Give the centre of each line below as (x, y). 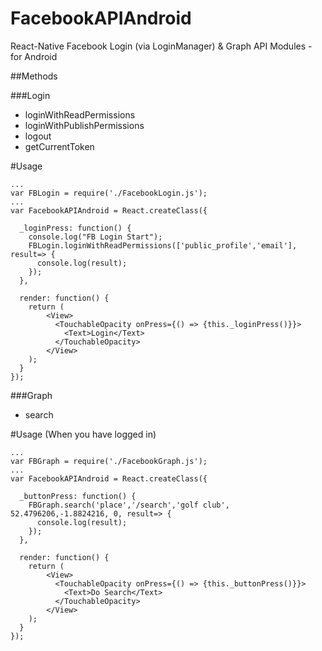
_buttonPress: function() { (78, 496)
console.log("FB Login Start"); (95, 237)
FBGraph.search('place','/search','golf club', (129, 505)
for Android (34, 56)
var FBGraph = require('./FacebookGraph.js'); (109, 461)
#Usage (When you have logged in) (83, 434)
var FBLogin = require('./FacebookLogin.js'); (109, 193)
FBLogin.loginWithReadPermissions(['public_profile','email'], (163, 245)
